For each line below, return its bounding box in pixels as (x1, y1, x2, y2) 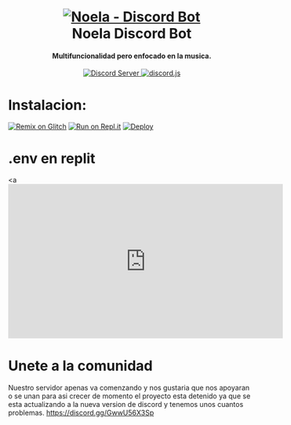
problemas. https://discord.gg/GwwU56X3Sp (8, 408, 155, 418)
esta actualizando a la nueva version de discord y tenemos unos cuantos (8, 400, 244, 409)
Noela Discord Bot (71, 25, 192, 42)
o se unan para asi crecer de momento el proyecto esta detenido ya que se (8, 391, 251, 401)
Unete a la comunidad (8, 357, 153, 375)
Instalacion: (8, 96, 87, 114)
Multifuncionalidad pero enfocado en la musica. (52, 51, 212, 60)
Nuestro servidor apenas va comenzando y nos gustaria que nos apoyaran (8, 383, 250, 393)
